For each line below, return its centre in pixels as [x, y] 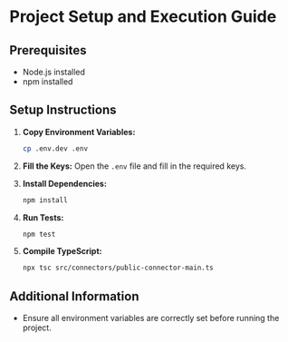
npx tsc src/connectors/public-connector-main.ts [118, 268]
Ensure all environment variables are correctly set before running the [151, 318]
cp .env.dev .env [55, 148]
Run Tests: [43, 217]
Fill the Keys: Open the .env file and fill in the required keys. [134, 166]
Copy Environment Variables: [79, 132]
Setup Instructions [63, 110]
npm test [39, 234]
